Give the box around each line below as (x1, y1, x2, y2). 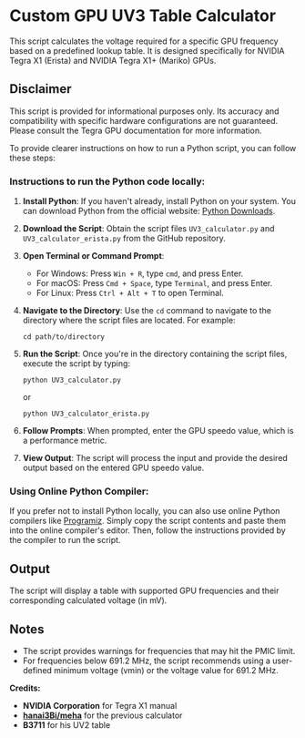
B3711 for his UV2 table (22, 719, 111, 730)
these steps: (9, 152, 56, 163)
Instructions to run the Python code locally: (9, 175, 206, 188)
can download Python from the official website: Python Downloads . (22, 206, 276, 217)
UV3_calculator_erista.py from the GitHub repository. (22, 233, 226, 244)
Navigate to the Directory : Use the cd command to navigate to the (22, 305, 271, 316)
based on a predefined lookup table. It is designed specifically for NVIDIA (9, 45, 285, 56)
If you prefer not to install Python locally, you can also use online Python (9, 506, 280, 517)
